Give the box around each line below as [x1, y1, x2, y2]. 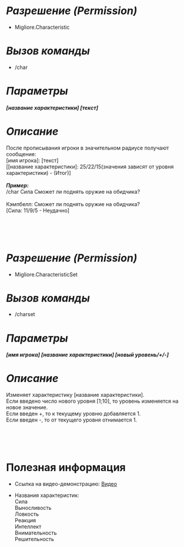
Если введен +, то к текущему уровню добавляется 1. [6, 410, 141, 417]
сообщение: [6, 150, 36, 157]
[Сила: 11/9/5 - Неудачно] [6, 207, 69, 214]
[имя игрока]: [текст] [6, 157, 59, 164]
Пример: [6, 181, 29, 189]
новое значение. [6, 404, 48, 411]
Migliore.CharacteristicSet [14, 271, 78, 278]
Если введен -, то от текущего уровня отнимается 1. [6, 416, 137, 423]
